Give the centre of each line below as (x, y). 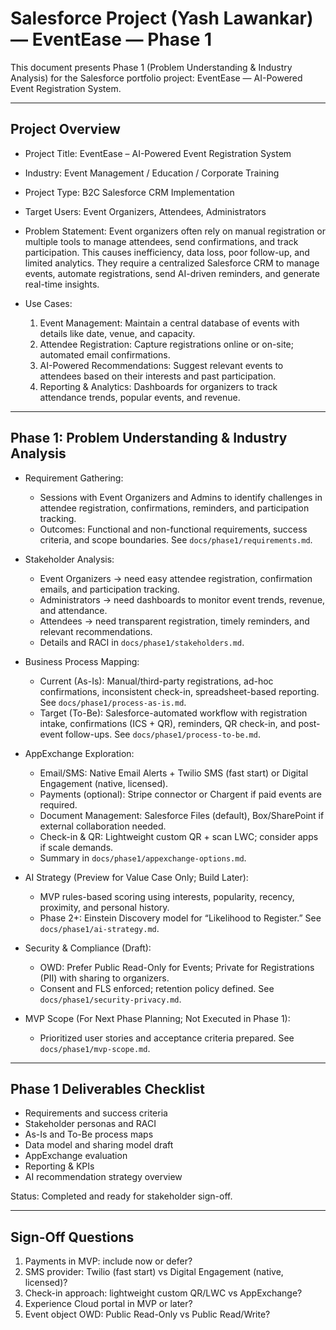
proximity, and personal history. (104, 907)
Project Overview (65, 129)
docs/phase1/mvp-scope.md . (95, 1048)
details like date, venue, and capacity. (117, 333)
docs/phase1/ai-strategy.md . (99, 928)
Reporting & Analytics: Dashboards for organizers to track (158, 386)
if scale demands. (76, 847)
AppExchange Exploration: (79, 753)
